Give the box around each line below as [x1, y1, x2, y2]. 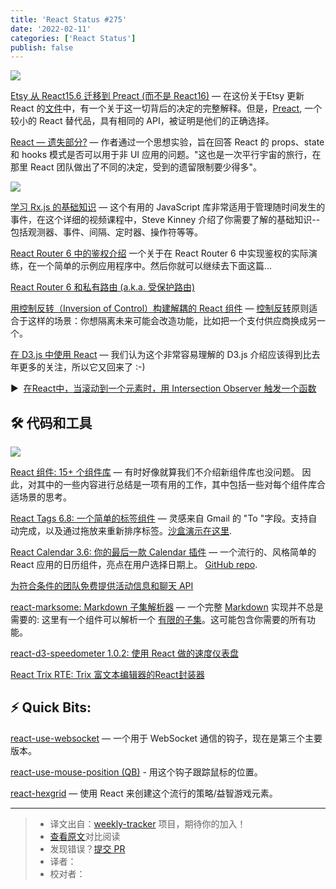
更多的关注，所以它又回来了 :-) [18, 361, 146, 373]
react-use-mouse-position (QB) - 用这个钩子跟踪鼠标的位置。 [10, 766, 263, 778]
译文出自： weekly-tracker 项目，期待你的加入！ [49, 817, 247, 830]
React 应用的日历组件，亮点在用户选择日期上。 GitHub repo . [10, 559, 258, 571]
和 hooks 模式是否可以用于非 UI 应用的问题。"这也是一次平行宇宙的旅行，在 [10, 149, 322, 161]
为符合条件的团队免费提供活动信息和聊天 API [10, 580, 194, 592]
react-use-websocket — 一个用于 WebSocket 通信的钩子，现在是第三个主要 [10, 732, 323, 744]
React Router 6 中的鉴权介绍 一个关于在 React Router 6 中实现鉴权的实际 [10, 247, 309, 260]
